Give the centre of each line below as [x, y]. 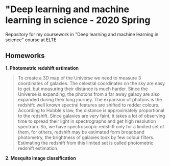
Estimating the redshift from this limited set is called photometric [86, 143]
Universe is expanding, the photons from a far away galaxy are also [89, 94]
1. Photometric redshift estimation [42, 68]
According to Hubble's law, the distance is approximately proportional [91, 110]
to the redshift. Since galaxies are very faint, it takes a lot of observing [91, 116]
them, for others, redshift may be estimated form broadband [81, 132]
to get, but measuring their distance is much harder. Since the [83, 89]
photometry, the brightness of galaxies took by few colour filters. [86, 137]
